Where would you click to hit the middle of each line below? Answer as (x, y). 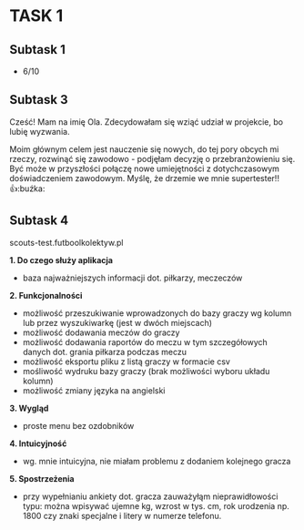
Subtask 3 (39, 100)
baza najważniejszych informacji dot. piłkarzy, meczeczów (132, 278)
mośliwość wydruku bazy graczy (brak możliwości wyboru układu (146, 371)
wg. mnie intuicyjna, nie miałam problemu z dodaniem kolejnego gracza (157, 461)
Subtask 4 (39, 221)
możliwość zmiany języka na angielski (94, 390)
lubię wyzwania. (40, 131)
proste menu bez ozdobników (78, 425)
